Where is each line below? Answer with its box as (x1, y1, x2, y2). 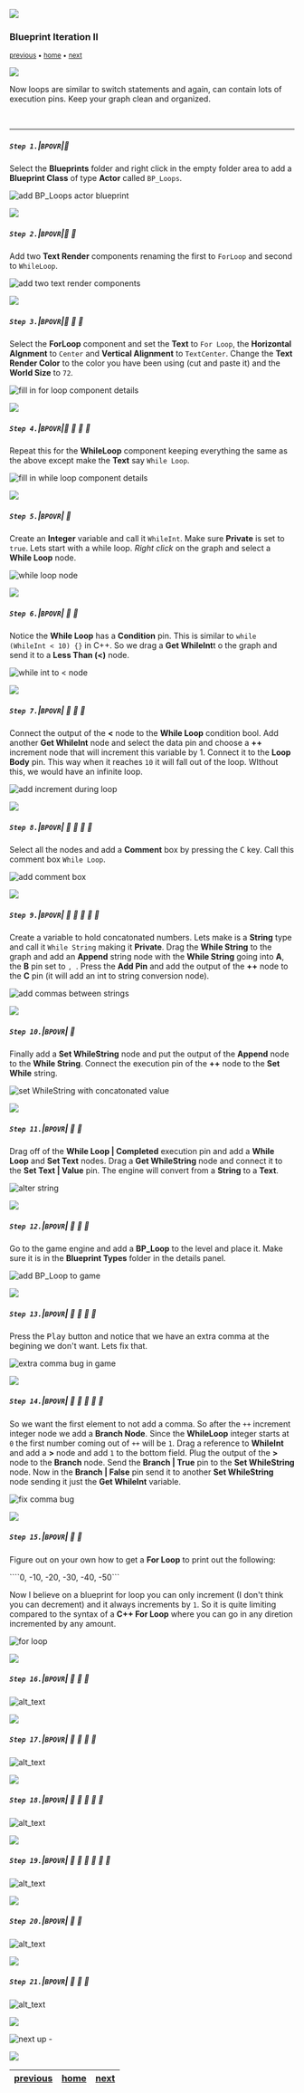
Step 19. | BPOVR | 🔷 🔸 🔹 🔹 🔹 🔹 (9, 1855, 111, 1866)
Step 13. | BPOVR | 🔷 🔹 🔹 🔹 (9, 1308, 97, 1319)
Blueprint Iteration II (9, 30, 99, 43)
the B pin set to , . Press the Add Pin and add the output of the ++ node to (9, 960, 289, 972)
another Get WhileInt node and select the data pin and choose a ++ (9, 738, 262, 749)
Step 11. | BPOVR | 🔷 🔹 (9, 1123, 83, 1133)
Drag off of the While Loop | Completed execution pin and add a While (9, 1145, 275, 1156)
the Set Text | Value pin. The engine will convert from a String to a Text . (9, 1164, 279, 1176)
